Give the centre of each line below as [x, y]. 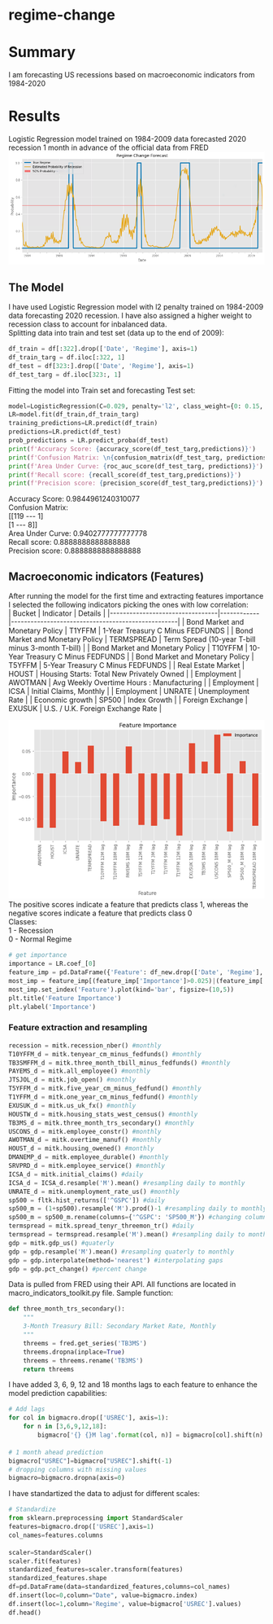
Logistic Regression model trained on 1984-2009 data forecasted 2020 [127, 139]
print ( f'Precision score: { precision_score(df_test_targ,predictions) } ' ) [136, 483]
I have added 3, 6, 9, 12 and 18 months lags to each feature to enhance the [133, 1385]
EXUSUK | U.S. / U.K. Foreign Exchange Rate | [85, 709]
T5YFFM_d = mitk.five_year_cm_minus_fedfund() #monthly [105, 1089]
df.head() [25, 1613]
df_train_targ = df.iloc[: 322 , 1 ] [67, 357]
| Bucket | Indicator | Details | [57, 613]
